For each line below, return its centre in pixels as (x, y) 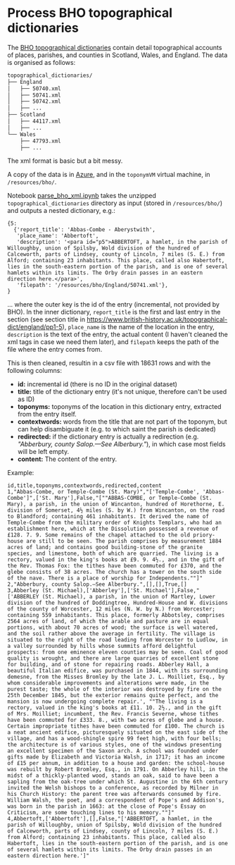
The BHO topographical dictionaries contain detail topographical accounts (115, 47)
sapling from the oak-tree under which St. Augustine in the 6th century (118, 782)
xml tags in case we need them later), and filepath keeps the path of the (113, 342)
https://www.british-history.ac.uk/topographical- (157, 319)
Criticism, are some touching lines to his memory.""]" (91, 813)
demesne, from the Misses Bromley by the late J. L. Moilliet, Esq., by (116, 677)
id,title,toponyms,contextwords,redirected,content (84, 486)
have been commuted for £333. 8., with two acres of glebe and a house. (116, 720)
